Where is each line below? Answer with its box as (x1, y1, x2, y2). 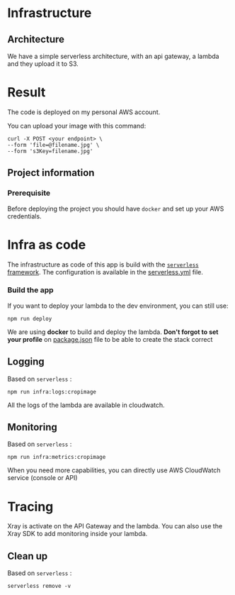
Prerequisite (7, 188, 51, 198)
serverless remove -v (7, 583, 71, 590)
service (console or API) (7, 474, 78, 482)
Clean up (7, 550, 48, 562)
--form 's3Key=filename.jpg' (7, 148, 93, 155)
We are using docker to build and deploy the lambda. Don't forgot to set (7, 328, 219, 336)
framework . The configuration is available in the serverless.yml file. (7, 267, 204, 276)
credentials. (7, 211, 42, 221)
